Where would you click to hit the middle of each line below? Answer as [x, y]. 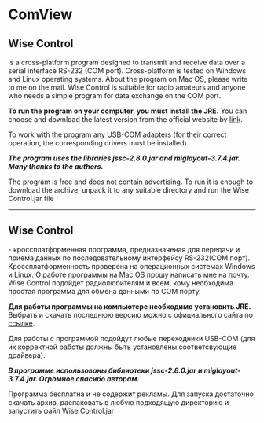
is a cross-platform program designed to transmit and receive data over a [127, 62]
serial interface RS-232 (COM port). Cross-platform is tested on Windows [127, 71]
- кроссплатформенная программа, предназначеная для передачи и [124, 249]
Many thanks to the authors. [56, 166]
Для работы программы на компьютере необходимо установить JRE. [130, 306]
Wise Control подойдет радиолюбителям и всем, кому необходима [121, 283]
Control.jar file [31, 199]
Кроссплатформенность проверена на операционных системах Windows [132, 266]
